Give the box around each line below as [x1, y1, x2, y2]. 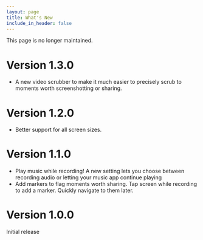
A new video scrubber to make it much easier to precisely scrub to [15, 78, 182, 86]
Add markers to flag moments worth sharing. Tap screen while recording [15, 180, 198, 188]
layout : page [6, 9, 40, 15]
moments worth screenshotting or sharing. [15, 84, 123, 92]
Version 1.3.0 [6, 58, 74, 72]
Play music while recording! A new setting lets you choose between [15, 168, 185, 175]
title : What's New [6, 15, 53, 21]
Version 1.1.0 [6, 147, 72, 161]
